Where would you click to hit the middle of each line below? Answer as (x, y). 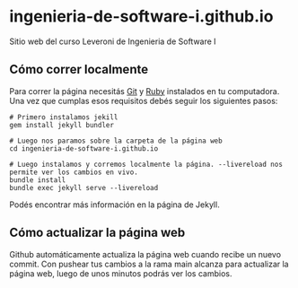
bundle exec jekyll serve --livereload (84, 188)
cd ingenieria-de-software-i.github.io (84, 148)
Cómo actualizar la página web (97, 233)
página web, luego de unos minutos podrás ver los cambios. (121, 273)
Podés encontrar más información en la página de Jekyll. (114, 205)
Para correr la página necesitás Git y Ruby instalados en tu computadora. (145, 91)
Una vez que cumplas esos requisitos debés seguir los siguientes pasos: (144, 100)
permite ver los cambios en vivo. (74, 172)
